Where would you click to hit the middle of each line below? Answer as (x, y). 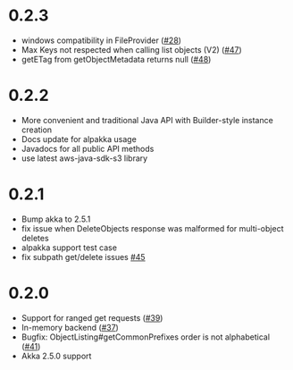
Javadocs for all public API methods (88, 148)
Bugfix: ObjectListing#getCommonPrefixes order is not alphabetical (145, 337)
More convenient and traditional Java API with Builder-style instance (147, 120)
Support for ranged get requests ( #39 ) (92, 317)
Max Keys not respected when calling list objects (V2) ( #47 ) (131, 49)
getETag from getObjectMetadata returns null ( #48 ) (116, 59)
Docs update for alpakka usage (79, 139)
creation (37, 130)
